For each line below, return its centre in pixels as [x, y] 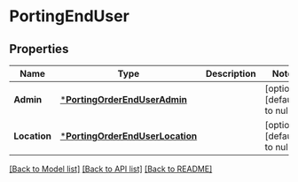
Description [231, 74]
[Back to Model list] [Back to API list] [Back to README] [111, 169]
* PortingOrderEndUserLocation [129, 136]
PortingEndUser [70, 16]
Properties [39, 49]
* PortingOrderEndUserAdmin [124, 99]
